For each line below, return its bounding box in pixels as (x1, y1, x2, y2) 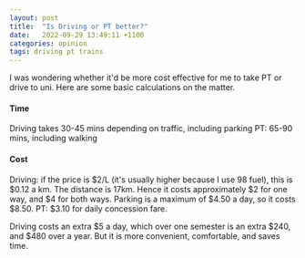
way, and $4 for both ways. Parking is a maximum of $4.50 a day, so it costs (9, 193, 296, 204)
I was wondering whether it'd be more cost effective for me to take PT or (9, 72, 282, 83)
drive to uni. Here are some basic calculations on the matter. (9, 82, 236, 93)
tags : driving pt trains (9, 47, 104, 57)
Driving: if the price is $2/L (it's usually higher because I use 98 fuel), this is (9, 174, 293, 185)
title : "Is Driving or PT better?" (9, 22, 148, 31)
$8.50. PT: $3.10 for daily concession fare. (9, 202, 168, 214)
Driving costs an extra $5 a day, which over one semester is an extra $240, (9, 221, 291, 232)
